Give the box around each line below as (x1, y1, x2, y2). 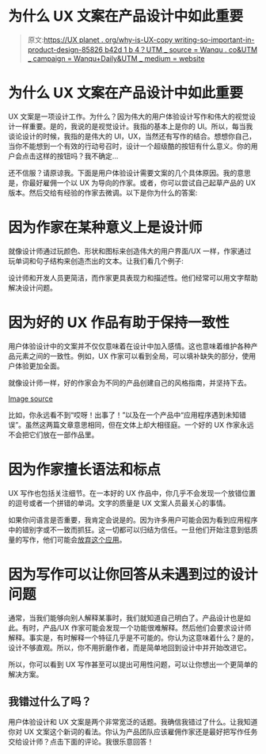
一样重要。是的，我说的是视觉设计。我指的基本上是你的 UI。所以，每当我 (14, 121, 253, 131)
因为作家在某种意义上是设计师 (8, 219, 203, 237)
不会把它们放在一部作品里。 (8, 429, 99, 440)
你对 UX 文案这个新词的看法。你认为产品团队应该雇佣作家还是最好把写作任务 (8, 727, 258, 737)
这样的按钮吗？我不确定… (35, 151, 119, 161)
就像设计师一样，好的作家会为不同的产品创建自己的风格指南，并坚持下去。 (8, 378, 251, 387)
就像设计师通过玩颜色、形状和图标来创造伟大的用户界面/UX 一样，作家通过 (8, 246, 252, 256)
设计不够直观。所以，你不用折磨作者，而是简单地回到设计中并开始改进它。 (8, 642, 251, 652)
